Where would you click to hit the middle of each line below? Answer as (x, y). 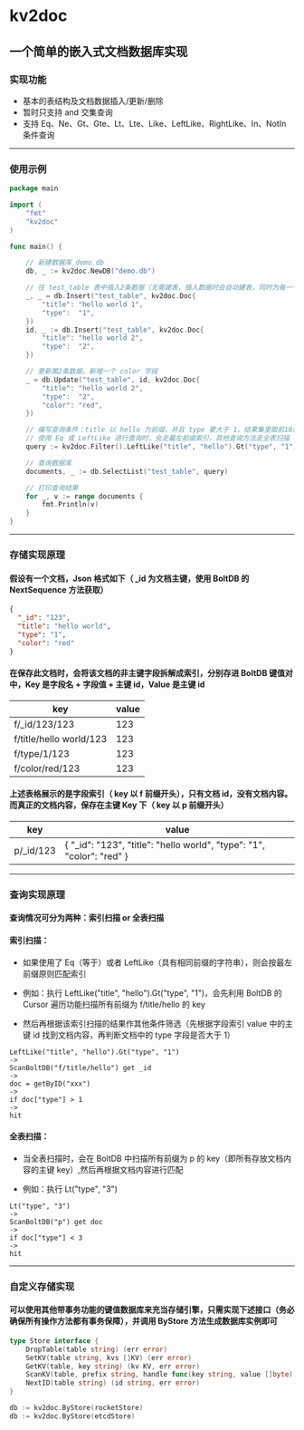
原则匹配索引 (62, 973)
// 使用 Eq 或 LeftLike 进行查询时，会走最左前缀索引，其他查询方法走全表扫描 (158, 439)
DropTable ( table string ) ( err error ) (97, 1349)
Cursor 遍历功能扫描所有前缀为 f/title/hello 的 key (114, 1004)
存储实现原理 (38, 555)
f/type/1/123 (42, 753)
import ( (26, 205)
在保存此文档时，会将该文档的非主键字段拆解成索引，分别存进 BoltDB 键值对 (152, 673)
